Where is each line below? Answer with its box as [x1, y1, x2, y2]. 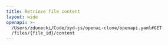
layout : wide [6, 14, 38, 20]
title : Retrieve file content [6, 8, 81, 15]
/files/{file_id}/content [11, 30, 75, 36]
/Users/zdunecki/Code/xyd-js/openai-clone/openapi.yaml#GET [11, 25, 162, 31]
